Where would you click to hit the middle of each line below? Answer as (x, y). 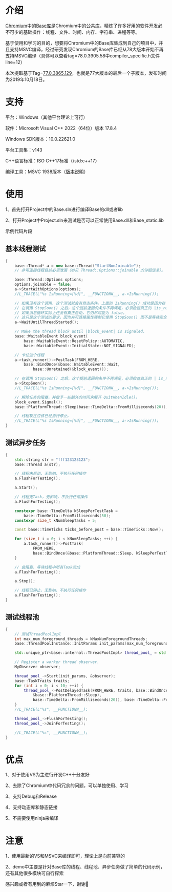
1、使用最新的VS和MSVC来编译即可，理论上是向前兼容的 (65, 856)
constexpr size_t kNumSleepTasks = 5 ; (56, 520)
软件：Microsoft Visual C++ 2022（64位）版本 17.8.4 (61, 128)
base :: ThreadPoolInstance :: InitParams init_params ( (71, 644)
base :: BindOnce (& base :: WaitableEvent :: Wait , (72, 365)
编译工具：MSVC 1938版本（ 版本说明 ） (47, 172)
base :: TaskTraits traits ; (42, 681)
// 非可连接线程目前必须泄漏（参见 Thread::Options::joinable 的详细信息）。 (90, 270)
